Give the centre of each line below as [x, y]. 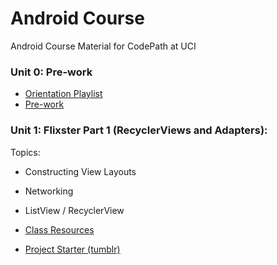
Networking [49, 191]
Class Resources [59, 229]
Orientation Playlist [63, 94]
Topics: [25, 152]
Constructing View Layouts [80, 171]
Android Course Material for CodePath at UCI [103, 46]
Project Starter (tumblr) [72, 249]
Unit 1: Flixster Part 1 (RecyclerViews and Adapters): [139, 130]
